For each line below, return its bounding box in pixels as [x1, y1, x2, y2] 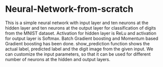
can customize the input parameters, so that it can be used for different [5, 51, 151, 57]
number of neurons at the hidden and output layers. [5, 56, 110, 62]
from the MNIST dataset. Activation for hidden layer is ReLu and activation [5, 30, 157, 36]
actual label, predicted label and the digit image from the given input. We [5, 46, 154, 52]
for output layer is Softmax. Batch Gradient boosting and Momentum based [5, 35, 159, 41]
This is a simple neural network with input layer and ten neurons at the [5, 20, 149, 26]
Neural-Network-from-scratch [5, 3, 134, 15]
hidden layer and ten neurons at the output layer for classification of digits [5, 25, 156, 31]
